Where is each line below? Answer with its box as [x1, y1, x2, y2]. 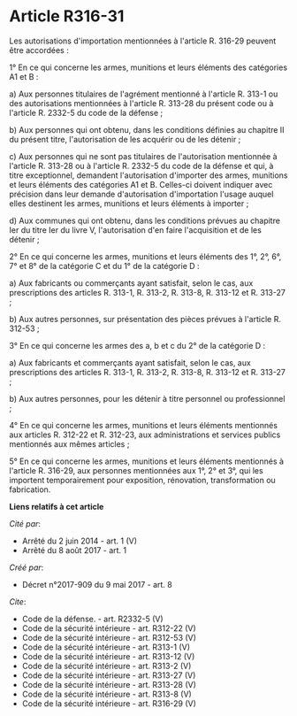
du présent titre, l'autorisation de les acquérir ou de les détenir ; [9, 134, 241, 144]
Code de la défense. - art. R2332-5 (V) [21, 613, 164, 624]
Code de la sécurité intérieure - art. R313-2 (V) [21, 660, 192, 671]
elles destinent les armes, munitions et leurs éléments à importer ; [9, 197, 249, 209]
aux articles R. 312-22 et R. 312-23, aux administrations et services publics [9, 429, 281, 440]
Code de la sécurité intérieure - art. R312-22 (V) [21, 622, 196, 634]
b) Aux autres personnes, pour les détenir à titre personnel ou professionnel [9, 393, 286, 404]
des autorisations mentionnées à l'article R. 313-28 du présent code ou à [9, 97, 274, 108]
